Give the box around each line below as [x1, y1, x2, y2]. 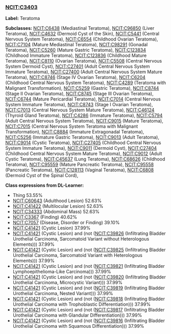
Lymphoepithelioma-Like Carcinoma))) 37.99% [12, 268, 112, 275]
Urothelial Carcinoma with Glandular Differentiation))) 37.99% [12, 312, 142, 319]
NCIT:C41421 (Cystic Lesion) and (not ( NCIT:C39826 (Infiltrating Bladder [12, 230, 166, 237]
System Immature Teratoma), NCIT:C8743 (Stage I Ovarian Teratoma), [5, 102, 153, 108]
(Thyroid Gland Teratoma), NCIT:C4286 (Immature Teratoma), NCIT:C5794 [5, 112, 163, 119]
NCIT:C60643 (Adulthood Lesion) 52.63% [12, 198, 102, 204]
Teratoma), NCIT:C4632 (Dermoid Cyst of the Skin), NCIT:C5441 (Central [5, 31, 160, 37]
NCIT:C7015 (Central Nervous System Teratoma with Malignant [5, 123, 138, 129]
